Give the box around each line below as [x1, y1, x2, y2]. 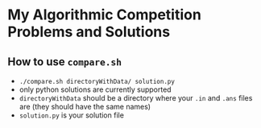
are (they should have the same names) [19, 102, 151, 111]
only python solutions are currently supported [19, 85, 172, 94]
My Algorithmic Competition [7, 6, 202, 24]
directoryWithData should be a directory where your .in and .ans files [19, 93, 253, 102]
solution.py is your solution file [19, 110, 124, 120]
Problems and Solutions [7, 23, 171, 41]
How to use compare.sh [7, 55, 122, 68]
